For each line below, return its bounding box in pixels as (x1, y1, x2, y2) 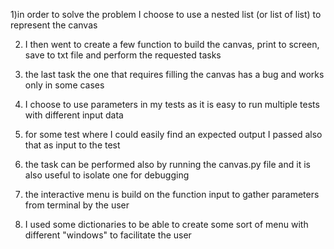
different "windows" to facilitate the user (24, 229, 192, 241)
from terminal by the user (24, 199, 130, 211)
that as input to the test (24, 139, 121, 151)
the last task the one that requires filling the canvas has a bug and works (24, 69, 325, 80)
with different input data (24, 109, 124, 121)
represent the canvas (10, 19, 98, 31)
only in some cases (24, 79, 105, 91)
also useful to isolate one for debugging (24, 169, 190, 181)
